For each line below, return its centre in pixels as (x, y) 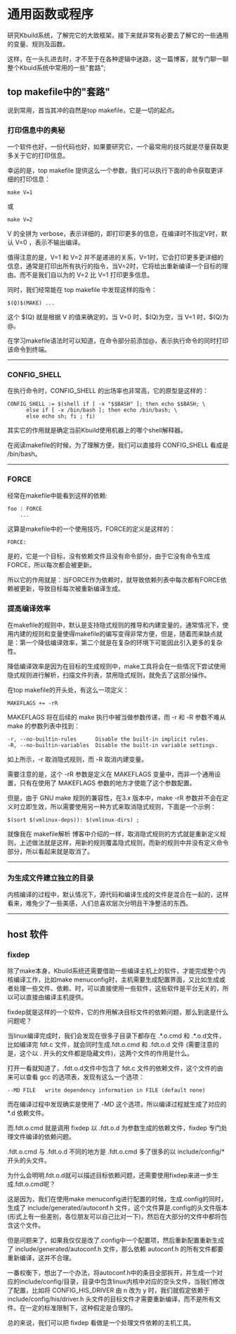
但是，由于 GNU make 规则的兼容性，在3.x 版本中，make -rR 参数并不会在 (115, 798)
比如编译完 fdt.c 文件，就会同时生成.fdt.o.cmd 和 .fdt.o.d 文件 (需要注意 (110, 1044)
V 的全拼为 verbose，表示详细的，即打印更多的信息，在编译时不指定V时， (114, 234)
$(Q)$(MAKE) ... (31, 303)
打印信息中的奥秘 (36, 130)
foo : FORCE (25, 509)
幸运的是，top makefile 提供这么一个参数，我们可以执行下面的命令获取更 (112, 171)
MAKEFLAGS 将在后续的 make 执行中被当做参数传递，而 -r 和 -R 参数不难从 (117, 717)
